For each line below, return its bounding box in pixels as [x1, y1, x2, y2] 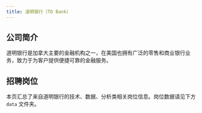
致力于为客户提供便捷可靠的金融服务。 [16, 57, 112, 64]
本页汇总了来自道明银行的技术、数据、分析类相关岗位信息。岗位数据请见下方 [6, 93, 196, 100]
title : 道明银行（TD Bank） [6, 8, 71, 15]
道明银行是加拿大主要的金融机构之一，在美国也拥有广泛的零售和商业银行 [6, 49, 185, 57]
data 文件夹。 [6, 100, 40, 108]
